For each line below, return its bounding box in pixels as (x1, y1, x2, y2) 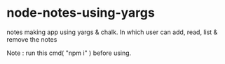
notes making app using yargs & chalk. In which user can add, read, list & (6, 28, 218, 36)
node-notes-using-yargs (6, 5, 155, 21)
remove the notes (6, 35, 57, 43)
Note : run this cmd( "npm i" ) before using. (6, 49, 132, 57)
